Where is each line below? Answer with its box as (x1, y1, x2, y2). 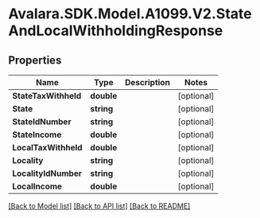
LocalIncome (12, 181, 62, 192)
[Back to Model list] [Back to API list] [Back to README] (8, 201, 191, 211)
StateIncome (12, 129, 62, 140)
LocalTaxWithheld (12, 142, 83, 153)
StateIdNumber (12, 116, 72, 127)
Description (124, 77, 171, 88)
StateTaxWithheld (12, 91, 82, 101)
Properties (8, 53, 62, 67)
